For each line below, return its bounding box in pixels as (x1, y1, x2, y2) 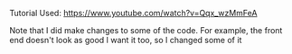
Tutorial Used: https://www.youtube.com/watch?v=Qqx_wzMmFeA (9, 8, 258, 18)
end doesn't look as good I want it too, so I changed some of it (9, 35, 242, 45)
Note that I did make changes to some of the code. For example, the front (9, 25, 283, 35)
